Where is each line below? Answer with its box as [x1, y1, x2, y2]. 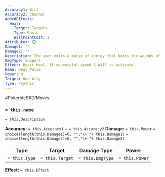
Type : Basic [14, 30, 39, 35]
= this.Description [5, 117, 45, 122]
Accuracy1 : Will [5, 7, 39, 12]
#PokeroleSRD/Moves [5, 95, 50, 101]
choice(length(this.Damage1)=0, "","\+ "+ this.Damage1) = [5, 132, 128, 137]
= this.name [5, 107, 34, 113]
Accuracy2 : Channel [5, 12, 45, 17]
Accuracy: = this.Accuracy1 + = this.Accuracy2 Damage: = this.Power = [5, 125, 156, 131]
